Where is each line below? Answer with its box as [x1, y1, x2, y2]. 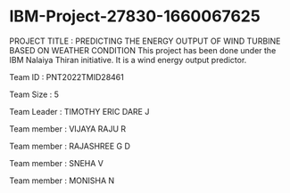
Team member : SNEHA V [9, 157, 104, 168]
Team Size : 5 [9, 89, 60, 100]
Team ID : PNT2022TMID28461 [9, 71, 125, 82]
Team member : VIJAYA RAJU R [9, 123, 127, 134]
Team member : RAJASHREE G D [9, 141, 131, 151]
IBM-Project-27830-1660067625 [9, 6, 261, 27]
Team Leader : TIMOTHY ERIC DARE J [9, 106, 150, 117]
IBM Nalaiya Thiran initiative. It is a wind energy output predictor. [9, 54, 247, 65]
